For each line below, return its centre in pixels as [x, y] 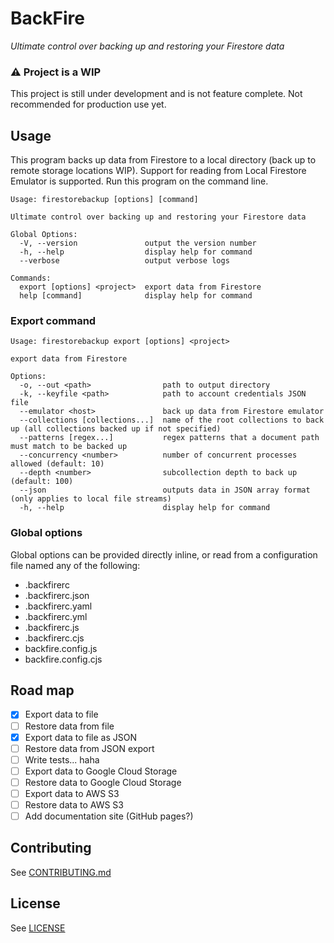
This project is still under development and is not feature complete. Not [156, 94]
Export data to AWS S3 [72, 793]
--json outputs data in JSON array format [165, 490]
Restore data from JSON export [89, 748]
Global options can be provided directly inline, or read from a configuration [164, 554]
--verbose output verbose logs [124, 261]
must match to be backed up [69, 447]
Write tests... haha [62, 759]
